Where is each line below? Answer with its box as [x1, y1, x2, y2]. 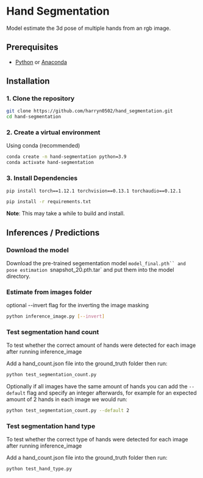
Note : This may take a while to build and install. [6, 210, 125, 217]
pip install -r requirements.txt [6, 199, 91, 205]
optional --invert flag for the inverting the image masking [6, 302, 149, 309]
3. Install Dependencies [6, 174, 78, 182]
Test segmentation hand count [6, 328, 99, 337]
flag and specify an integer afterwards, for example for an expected [27, 389, 197, 397]
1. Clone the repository [6, 95, 75, 103]
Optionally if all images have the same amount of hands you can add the [6, 383, 188, 390]
